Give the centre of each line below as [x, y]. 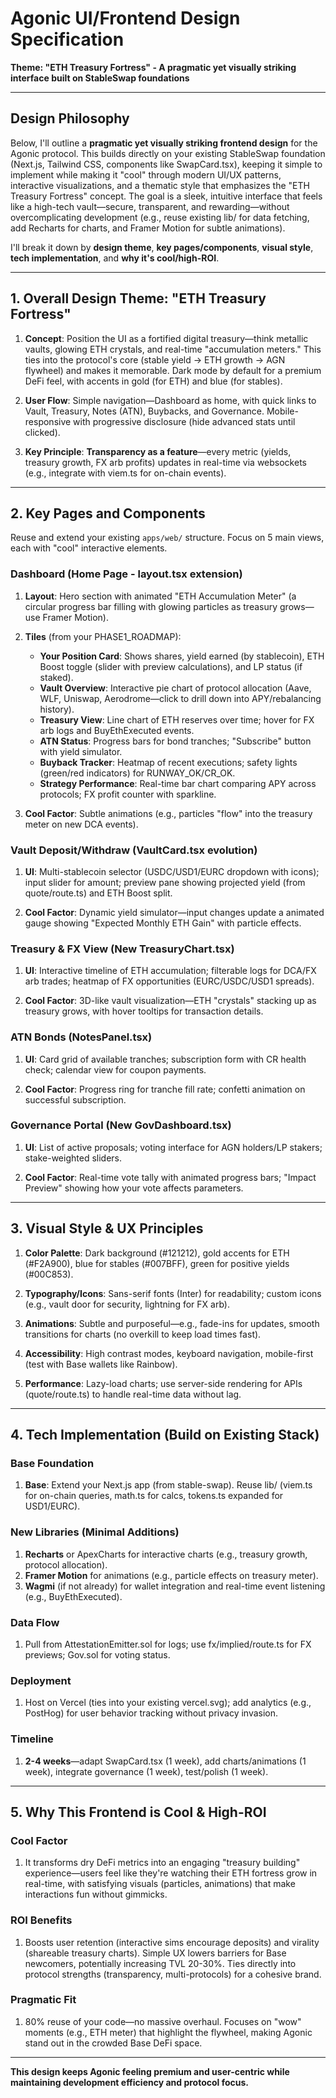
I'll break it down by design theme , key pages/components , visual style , [162, 247]
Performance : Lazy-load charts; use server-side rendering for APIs [163, 1383]
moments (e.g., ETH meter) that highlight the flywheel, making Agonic [168, 2032]
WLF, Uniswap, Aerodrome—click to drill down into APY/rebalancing [180, 698]
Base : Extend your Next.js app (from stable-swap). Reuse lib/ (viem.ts [168, 1485]
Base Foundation [52, 1463]
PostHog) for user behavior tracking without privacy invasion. [151, 1713]
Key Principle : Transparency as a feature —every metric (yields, [158, 451]
